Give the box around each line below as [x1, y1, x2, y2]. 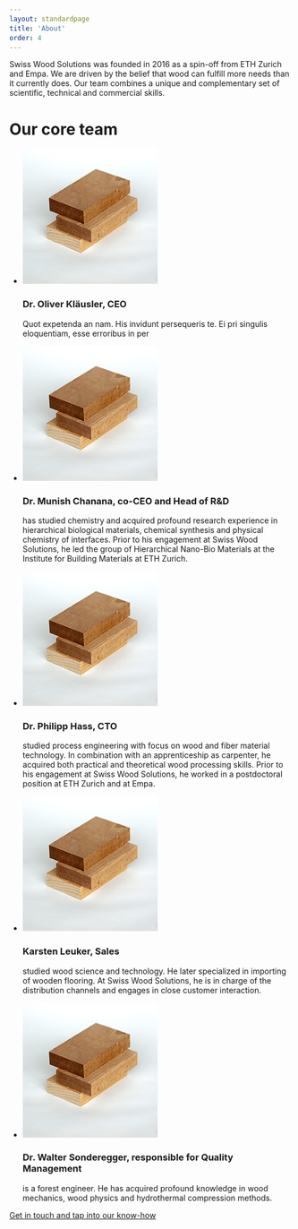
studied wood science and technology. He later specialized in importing [21, 966, 286, 976]
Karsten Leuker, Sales [21, 945, 120, 958]
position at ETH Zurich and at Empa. [21, 778, 156, 789]
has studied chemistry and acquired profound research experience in [21, 515, 278, 526]
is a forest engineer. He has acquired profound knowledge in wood [21, 1182, 268, 1193]
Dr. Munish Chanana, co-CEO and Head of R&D [21, 494, 230, 507]
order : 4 [9, 33, 42, 42]
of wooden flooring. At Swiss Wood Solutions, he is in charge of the [21, 975, 272, 985]
